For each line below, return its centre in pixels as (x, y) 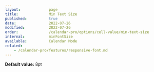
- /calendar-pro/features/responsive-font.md (61, 50)
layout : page (31, 9)
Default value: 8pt (24, 64)
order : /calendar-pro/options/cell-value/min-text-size (77, 32)
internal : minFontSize (39, 37)
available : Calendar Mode (41, 41)
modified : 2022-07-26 (38, 28)
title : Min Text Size (41, 14)
